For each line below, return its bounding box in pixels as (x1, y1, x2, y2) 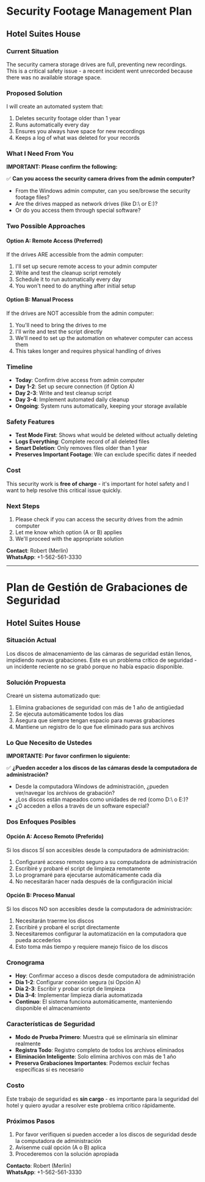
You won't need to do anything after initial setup (15, 282, 136, 289)
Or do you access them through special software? (15, 206, 141, 214)
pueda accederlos (15, 936, 61, 944)
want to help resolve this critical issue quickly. (6, 487, 122, 494)
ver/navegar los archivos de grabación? (15, 789, 115, 797)
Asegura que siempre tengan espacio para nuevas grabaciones (15, 717, 175, 724)
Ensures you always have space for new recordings (15, 128, 145, 135)
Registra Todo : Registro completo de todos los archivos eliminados (15, 1046, 184, 1054)
